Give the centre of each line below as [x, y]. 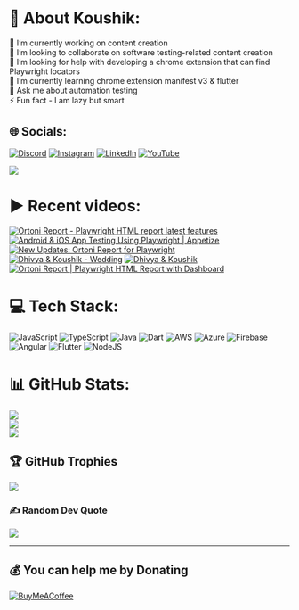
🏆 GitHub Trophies [64, 462]
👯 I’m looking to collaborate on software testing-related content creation [141, 52]
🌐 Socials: [38, 132]
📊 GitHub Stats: [70, 384]
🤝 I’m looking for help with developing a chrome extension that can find [140, 62]
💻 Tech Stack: [64, 306]
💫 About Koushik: [75, 18]
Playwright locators [44, 71]
